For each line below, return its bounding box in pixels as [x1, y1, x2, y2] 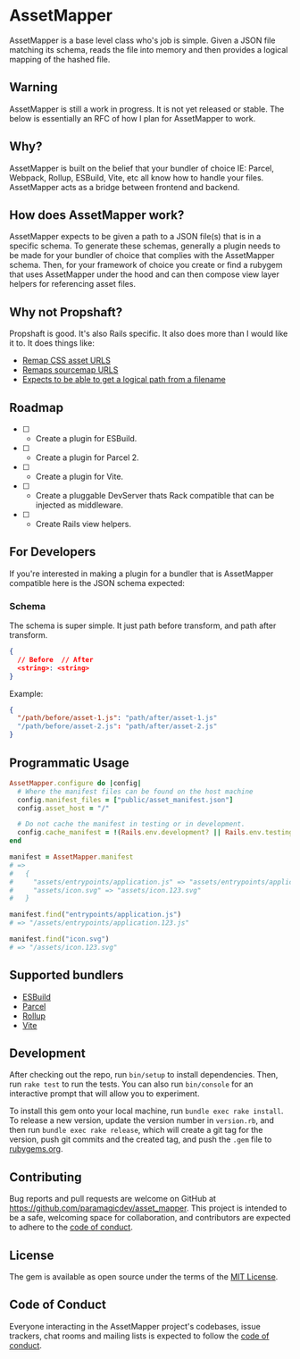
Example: [9, 688, 44, 699]
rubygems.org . [9, 1144, 63, 1154]
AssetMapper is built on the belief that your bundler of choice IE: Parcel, [9, 163, 275, 173]
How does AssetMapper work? [9, 207, 185, 222]
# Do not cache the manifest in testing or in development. [17, 819, 246, 829]
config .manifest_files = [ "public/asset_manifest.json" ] [17, 795, 234, 804]
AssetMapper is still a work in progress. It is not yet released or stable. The [9, 104, 285, 114]
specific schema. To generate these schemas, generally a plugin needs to [9, 240, 281, 251]
